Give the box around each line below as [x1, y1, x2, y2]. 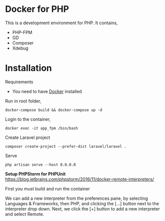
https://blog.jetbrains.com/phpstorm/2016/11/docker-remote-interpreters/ [5, 176, 154, 182]
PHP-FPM [12, 29, 33, 35]
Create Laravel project [5, 134, 50, 140]
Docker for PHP [5, 3, 69, 15]
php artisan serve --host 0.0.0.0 [5, 162, 76, 167]
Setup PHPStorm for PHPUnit [5, 171, 66, 177]
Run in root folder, [5, 98, 42, 104]
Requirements [5, 79, 33, 85]
